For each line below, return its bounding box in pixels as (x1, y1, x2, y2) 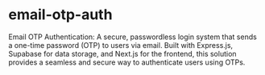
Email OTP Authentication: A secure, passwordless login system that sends (8, 32, 258, 41)
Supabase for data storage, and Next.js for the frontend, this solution (8, 49, 237, 58)
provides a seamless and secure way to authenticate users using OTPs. (8, 57, 246, 67)
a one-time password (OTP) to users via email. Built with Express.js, (8, 40, 234, 49)
